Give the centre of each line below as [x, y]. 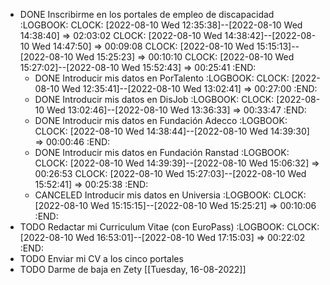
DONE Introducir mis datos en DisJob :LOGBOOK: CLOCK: [154, 99]
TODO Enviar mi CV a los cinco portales [101, 258]
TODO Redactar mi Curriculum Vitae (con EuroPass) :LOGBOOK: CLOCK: [169, 227]
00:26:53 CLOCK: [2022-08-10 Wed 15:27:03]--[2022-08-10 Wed [170, 173]
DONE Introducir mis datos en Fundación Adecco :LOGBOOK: [161, 120]
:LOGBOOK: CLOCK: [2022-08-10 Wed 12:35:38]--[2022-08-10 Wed [161, 25]
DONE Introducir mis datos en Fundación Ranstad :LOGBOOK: [162, 152]
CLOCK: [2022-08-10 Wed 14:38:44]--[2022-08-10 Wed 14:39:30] [172, 131]
